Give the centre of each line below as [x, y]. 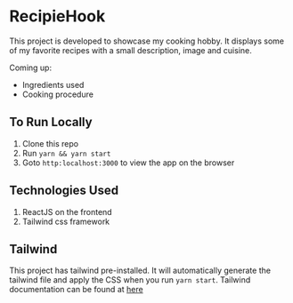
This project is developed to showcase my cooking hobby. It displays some [147, 41]
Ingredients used [53, 84]
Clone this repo [50, 143]
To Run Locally [51, 122]
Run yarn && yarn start [66, 153]
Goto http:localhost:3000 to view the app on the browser [128, 163]
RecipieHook [57, 16]
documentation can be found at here [77, 290]
